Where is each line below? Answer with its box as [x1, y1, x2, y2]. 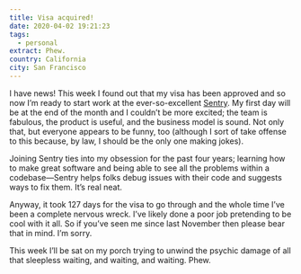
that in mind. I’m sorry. [9, 227, 93, 238]
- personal [17, 38, 58, 48]
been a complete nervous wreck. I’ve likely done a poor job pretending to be [9, 208, 292, 219]
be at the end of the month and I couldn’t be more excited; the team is [9, 107, 268, 118]
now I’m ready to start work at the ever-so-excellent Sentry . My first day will [9, 97, 291, 108]
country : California [9, 55, 87, 64]
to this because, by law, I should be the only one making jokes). [9, 136, 244, 146]
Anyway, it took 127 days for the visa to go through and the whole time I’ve [9, 199, 285, 209]
